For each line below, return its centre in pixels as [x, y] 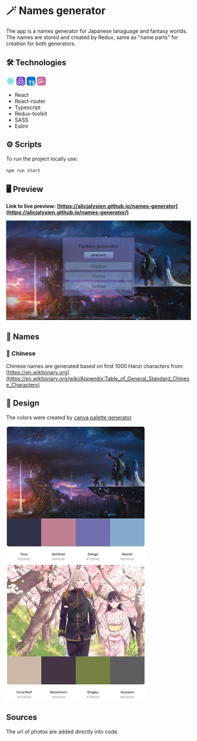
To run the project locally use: [42, 159]
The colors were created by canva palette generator [69, 417]
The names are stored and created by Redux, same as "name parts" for [92, 37]
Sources [22, 717]
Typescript [28, 107]
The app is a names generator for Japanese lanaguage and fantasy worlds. [97, 31]
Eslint [21, 126]
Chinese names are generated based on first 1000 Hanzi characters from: [95, 366]
